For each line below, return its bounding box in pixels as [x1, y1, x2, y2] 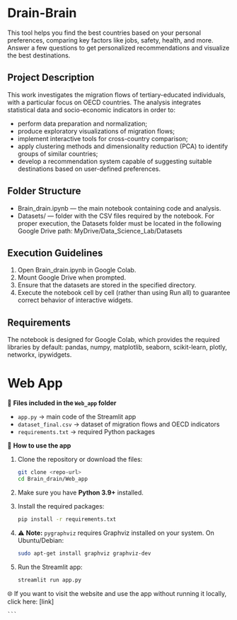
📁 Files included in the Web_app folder [7, 399, 117, 407]
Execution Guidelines [7, 247, 103, 259]
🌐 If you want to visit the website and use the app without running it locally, [7, 589, 227, 597]
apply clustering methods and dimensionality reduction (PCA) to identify [17, 142, 229, 150]
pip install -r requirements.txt [17, 516, 117, 523]
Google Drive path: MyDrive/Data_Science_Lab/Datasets [17, 226, 183, 235]
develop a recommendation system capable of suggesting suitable [17, 157, 212, 165]
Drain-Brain [7, 5, 77, 21]
